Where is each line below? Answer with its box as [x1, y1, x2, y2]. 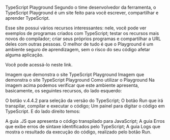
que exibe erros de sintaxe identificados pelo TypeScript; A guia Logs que [5, 124, 161, 129]
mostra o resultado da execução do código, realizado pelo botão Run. [5, 129, 152, 135]
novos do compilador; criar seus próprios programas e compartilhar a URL [5, 36, 161, 42]
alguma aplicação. [5, 52, 44, 58]
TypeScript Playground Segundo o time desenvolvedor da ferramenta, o [5, 5, 156, 10]
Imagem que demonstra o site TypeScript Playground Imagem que [5, 72, 145, 78]
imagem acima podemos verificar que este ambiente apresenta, [5, 82, 139, 88]
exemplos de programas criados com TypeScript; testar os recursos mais [5, 30, 159, 36]
